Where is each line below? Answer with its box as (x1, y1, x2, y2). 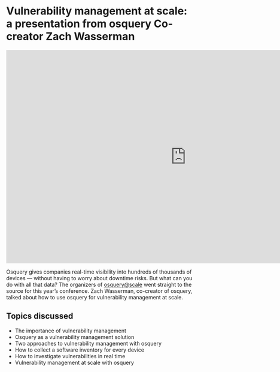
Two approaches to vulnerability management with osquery (14, 340, 162, 347)
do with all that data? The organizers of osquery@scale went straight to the (6, 281, 192, 288)
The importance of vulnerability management (14, 327, 127, 334)
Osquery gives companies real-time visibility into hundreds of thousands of (6, 268, 192, 275)
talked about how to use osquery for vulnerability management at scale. (6, 293, 184, 301)
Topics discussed (6, 311, 74, 322)
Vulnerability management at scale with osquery (14, 359, 135, 366)
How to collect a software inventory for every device (14, 346, 145, 353)
